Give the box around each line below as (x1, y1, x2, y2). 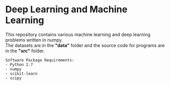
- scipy (5, 75, 22, 80)
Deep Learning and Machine (5, 4, 128, 15)
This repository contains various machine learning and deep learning (5, 31, 151, 37)
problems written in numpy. (5, 37, 63, 43)
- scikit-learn (5, 71, 38, 76)
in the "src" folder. (5, 48, 45, 54)
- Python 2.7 (5, 62, 33, 67)
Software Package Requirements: (5, 57, 74, 62)
